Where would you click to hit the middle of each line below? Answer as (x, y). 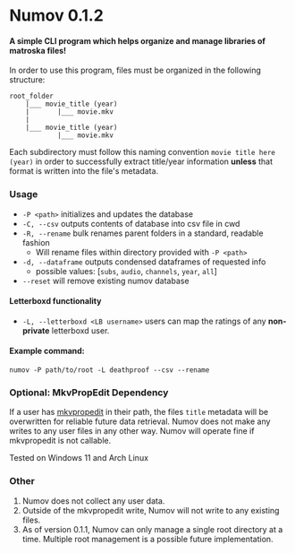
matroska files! (38, 50)
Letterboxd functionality (55, 301)
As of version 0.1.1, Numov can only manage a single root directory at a (152, 529)
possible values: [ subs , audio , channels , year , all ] (126, 271)
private (36, 330)
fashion (36, 242)
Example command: (47, 351)
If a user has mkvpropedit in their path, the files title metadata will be (139, 412)
